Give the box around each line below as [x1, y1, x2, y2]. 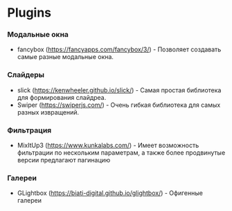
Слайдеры [7, 70, 45, 80]
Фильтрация [7, 125, 52, 135]
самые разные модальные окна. [17, 53, 114, 61]
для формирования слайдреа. [17, 93, 107, 101]
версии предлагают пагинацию [17, 156, 111, 164]
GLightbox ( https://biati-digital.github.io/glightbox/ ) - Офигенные [17, 189, 203, 197]
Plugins [7, 5, 52, 21]
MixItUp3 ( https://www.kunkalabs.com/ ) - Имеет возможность [17, 141, 199, 150]
